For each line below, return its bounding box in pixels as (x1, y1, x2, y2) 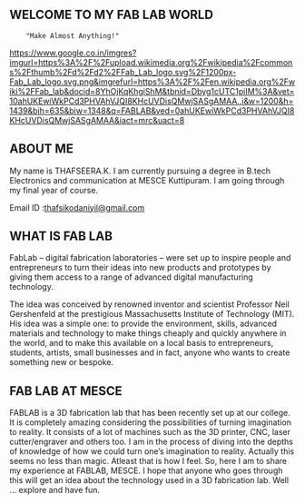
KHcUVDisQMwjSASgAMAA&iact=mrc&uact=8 (9, 114, 185, 125)
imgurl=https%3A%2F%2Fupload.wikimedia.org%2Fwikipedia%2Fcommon (9, 56, 293, 67)
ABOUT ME (9, 141, 74, 157)
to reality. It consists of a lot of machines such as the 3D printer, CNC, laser (9, 427, 290, 438)
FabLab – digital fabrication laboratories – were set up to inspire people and (9, 252, 291, 263)
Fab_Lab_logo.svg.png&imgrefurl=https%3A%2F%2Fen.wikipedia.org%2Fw (9, 76, 296, 87)
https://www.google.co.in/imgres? (9, 47, 137, 58)
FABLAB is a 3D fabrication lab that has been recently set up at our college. (9, 408, 290, 419)
